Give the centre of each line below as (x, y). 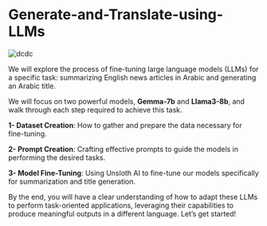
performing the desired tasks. (57, 158)
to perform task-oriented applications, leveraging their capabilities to (121, 205)
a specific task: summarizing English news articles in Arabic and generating (132, 77)
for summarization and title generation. (72, 181)
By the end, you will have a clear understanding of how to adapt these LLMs (133, 197)
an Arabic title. (32, 86)
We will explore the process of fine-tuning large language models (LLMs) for (133, 68)
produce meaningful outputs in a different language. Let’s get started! (122, 213)
